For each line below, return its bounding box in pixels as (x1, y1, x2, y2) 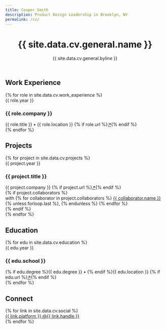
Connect (5, 294, 33, 303)
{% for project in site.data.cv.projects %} (5, 155, 91, 161)
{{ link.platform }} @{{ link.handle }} (5, 313, 80, 319)
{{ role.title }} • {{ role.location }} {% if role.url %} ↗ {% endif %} (5, 121, 137, 128)
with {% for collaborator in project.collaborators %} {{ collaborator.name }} (5, 195, 161, 201)
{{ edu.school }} (5, 257, 46, 264)
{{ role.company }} (5, 110, 53, 117)
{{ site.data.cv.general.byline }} (52, 55, 118, 61)
